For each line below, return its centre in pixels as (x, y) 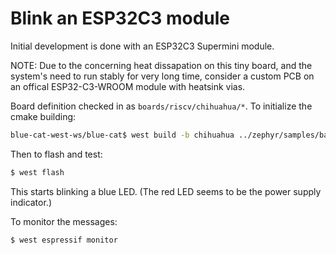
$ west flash (37, 172)
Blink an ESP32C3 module (120, 18)
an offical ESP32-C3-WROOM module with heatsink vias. (128, 86)
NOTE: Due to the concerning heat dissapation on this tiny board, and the (161, 65)
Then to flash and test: (56, 154)
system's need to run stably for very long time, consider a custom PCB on (162, 76)
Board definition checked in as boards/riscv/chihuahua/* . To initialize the (161, 106)
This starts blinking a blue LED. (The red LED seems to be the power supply (166, 191)
